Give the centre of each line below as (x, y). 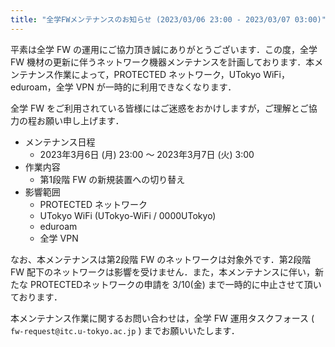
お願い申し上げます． (80, 120)
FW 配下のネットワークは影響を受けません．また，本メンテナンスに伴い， (163, 272)
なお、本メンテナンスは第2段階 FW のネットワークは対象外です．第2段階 (161, 259)
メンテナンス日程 (60, 142)
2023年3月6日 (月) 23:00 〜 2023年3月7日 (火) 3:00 (147, 154)
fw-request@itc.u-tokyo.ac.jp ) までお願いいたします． (125, 330)
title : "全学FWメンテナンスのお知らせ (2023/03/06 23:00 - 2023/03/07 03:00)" (168, 19)
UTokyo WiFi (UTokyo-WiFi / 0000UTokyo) (128, 215)
